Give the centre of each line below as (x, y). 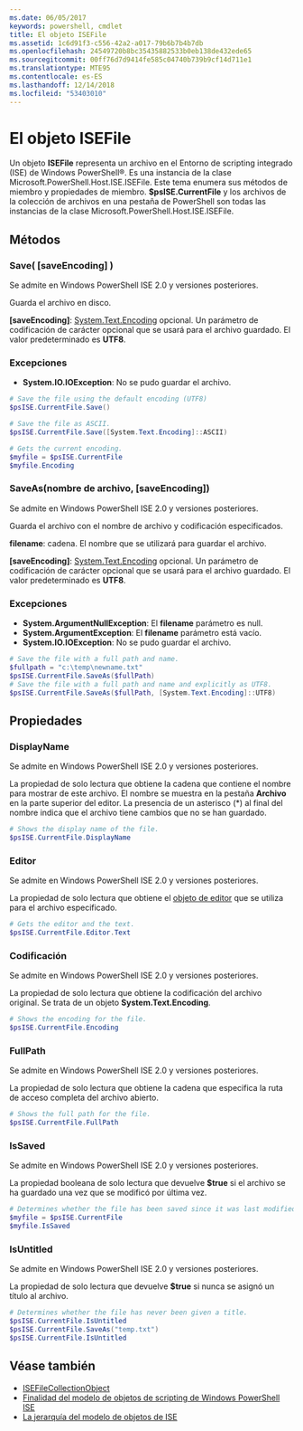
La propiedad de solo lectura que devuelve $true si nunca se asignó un (142, 1286)
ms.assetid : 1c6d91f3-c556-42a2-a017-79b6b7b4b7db (106, 43)
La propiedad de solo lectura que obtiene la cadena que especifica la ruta (147, 1088)
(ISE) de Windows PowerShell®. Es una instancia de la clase (120, 173)
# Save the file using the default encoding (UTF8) (108, 399)
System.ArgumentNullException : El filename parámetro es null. (142, 623)
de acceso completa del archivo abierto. (84, 1098)
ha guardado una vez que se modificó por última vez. (108, 1193)
